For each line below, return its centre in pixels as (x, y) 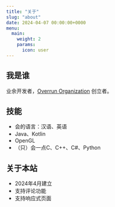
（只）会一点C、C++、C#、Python (57, 148)
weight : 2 (29, 39)
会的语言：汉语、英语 (41, 127)
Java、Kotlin (30, 134)
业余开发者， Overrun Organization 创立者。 (59, 91)
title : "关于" (23, 12)
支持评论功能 (30, 191)
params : (26, 45)
